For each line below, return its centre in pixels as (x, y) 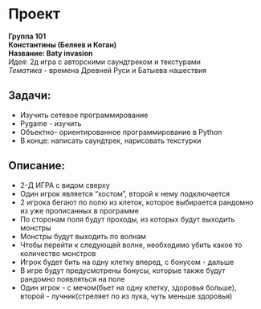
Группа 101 (27, 36)
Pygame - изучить (51, 123)
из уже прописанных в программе (79, 210)
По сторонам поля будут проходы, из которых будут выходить (127, 219)
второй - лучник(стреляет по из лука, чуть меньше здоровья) (126, 296)
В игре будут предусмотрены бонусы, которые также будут (123, 270)
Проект (35, 14)
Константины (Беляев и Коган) (63, 44)
